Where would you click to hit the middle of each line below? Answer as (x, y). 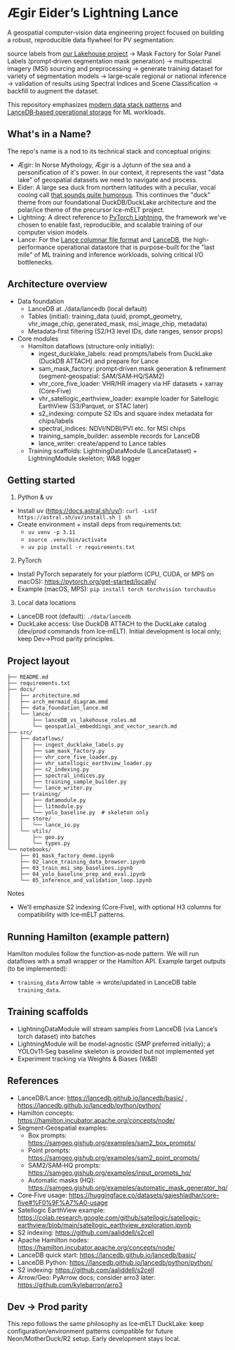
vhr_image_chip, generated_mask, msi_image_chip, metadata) (118, 323)
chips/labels (56, 421)
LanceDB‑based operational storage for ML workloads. (87, 112)
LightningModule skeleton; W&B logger (84, 458)
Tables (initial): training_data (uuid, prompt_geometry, (105, 316)
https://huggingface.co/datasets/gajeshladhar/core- (144, 1195)
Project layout (39, 661)
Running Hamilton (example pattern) (88, 936)
